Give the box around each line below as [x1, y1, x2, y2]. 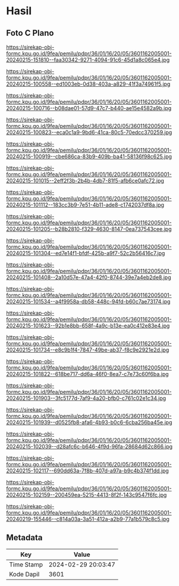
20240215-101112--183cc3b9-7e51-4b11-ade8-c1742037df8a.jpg [6, 201, 165, 208]
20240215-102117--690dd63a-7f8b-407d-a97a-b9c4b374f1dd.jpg [6, 467, 169, 474]
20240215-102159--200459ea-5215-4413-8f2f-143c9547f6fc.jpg [6, 491, 167, 498]
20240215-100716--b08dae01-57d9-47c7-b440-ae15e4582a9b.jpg [6, 105, 172, 111]
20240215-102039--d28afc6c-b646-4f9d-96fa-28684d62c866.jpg [6, 443, 173, 450]
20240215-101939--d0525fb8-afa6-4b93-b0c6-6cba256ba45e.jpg [6, 419, 172, 426]
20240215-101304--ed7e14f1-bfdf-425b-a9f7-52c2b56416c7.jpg [6, 250, 165, 256]
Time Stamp [9, 560, 43, 569]
